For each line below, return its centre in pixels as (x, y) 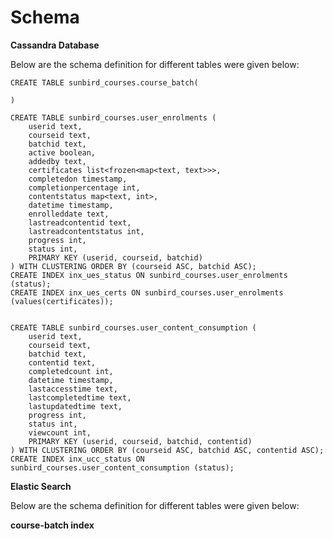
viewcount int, (60, 432)
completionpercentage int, (84, 187)
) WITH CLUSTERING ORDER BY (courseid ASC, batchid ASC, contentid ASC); (167, 450)
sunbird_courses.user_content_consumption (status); (122, 467)
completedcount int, (71, 371)
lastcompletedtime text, (80, 397)
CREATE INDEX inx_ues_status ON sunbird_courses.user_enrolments (149, 275)
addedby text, (57, 161)
